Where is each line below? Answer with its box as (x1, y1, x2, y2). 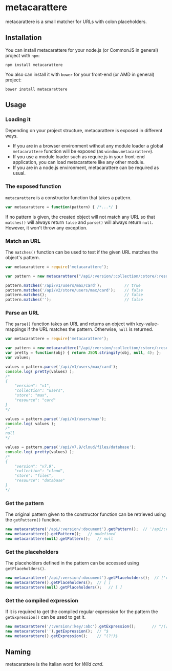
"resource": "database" (14, 478, 66, 483)
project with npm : (5, 52, 40, 58)
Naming (5, 647, 31, 656)
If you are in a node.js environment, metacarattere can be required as (12, 164, 159, 171)
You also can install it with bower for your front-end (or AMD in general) (5, 71, 155, 77)
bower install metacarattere (5, 87, 68, 92)
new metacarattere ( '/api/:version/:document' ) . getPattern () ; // (5, 527, 147, 532)
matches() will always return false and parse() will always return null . (5, 219, 154, 225)
